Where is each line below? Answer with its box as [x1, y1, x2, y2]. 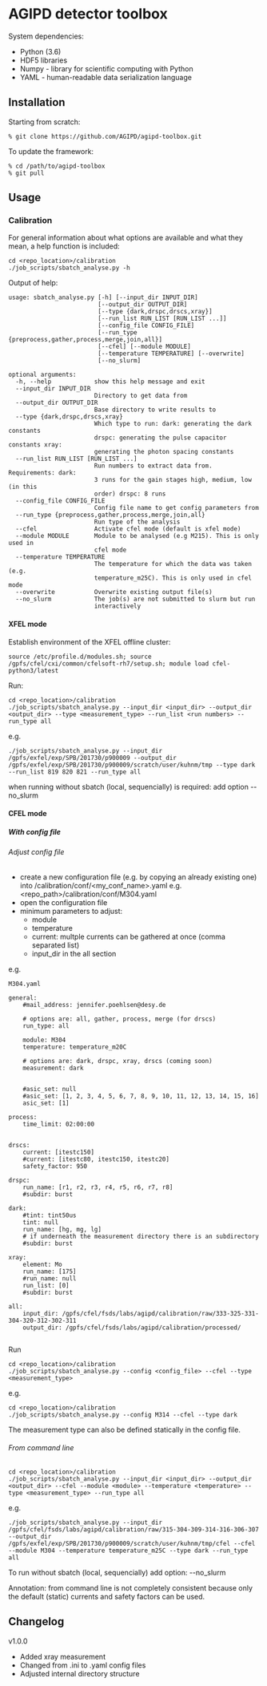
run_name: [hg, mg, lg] [22, 1225, 102, 1233]
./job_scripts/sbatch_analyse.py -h [8, 264, 130, 273]
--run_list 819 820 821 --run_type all [8, 767, 141, 776]
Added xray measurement [19, 1652, 106, 1661]
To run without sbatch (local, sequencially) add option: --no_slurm [8, 1568, 226, 1578]
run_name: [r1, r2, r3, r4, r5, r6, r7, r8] [22, 1183, 173, 1191]
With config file [8, 827, 62, 836]
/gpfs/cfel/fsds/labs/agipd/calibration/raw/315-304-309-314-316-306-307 [8, 1526, 260, 1534]
